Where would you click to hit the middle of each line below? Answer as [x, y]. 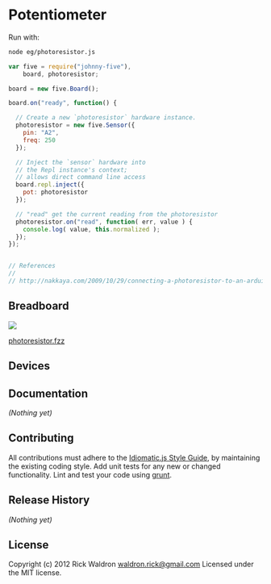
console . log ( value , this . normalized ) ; [92, 229]
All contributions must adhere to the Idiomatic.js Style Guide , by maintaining [134, 457]
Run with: [24, 37]
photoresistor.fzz [37, 340]
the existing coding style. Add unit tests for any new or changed [115, 466]
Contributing [41, 438]
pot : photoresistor [56, 192]
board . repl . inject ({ [50, 185]
